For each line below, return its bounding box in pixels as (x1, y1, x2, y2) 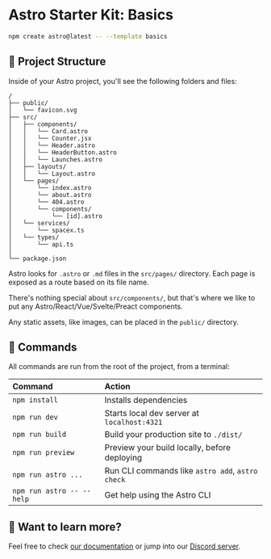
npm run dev (12, 413, 59, 422)
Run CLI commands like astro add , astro (104, 465, 258, 477)
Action (104, 381, 131, 393)
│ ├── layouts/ (8, 162, 67, 170)
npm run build (12, 430, 67, 439)
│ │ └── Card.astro (8, 127, 89, 135)
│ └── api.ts (8, 240, 74, 248)
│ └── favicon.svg (8, 106, 78, 114)
